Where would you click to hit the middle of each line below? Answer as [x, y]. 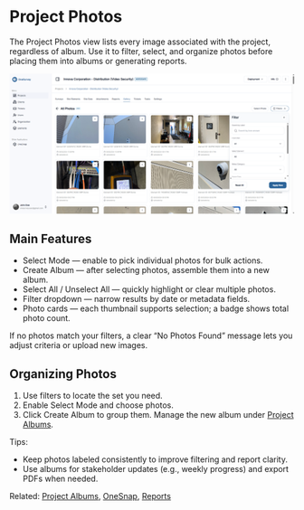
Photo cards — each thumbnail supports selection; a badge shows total [156, 308]
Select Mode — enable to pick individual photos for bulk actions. [142, 260]
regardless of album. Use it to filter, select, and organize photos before [141, 51]
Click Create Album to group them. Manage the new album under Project [158, 415]
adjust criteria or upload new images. [79, 345]
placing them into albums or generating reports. [98, 61]
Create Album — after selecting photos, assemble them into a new [146, 270]
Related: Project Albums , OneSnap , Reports [90, 496]
